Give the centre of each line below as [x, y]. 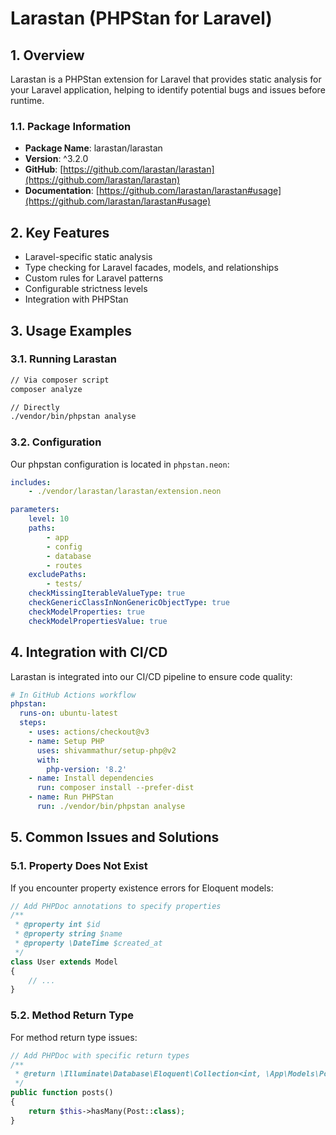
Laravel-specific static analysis [88, 257]
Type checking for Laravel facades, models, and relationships [151, 268]
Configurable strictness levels [86, 289]
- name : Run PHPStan [71, 797]
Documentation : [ [62, 191]
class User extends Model [64, 962]
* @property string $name [68, 934]
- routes [64, 565]
